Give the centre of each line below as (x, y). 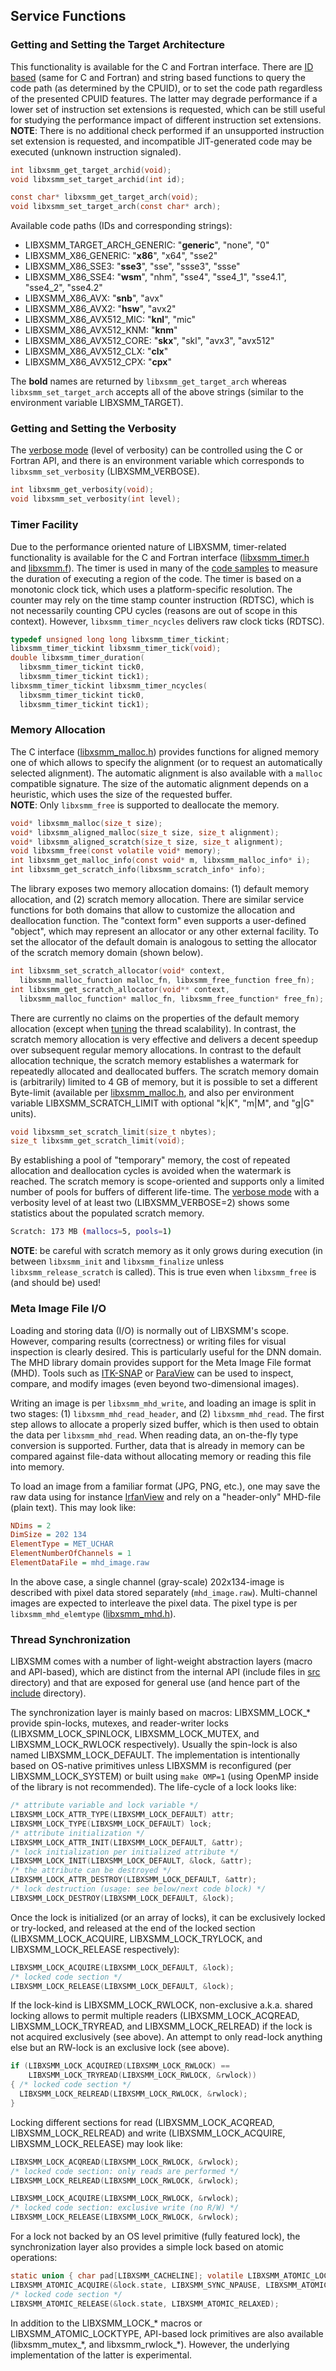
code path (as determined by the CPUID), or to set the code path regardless (166, 88)
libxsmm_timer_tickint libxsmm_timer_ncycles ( (109, 685)
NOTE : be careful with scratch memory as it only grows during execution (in (166, 1251)
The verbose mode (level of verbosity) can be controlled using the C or (156, 450)
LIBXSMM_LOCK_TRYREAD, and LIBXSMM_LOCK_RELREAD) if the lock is (161, 2026)
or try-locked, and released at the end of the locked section (133, 1928)
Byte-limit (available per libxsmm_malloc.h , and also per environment (152, 1092)
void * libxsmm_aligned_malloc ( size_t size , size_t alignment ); (145, 832)
